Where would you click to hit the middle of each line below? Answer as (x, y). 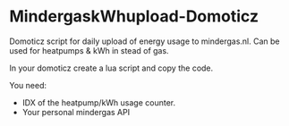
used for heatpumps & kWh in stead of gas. (89, 50)
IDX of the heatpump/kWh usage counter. (99, 102)
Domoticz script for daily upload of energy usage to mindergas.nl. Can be (144, 41)
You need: (28, 85)
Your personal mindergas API (76, 112)
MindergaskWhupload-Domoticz (134, 17)
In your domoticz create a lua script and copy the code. (111, 68)
